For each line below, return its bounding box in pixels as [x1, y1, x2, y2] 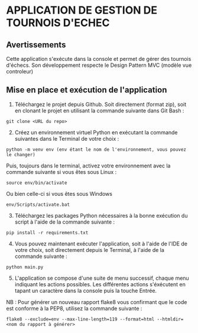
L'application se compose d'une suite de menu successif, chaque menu [14, 274, 189, 282]
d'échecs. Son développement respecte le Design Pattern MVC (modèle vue [6, 62, 192, 69]
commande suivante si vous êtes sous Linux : [6, 168, 117, 175]
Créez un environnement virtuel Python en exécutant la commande [14, 128, 178, 136]
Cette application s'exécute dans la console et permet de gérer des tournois [6, 56, 191, 62]
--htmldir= [157, 316, 184, 322]
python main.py [6, 264, 44, 270]
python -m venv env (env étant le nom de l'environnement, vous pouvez [6, 146, 186, 153]
